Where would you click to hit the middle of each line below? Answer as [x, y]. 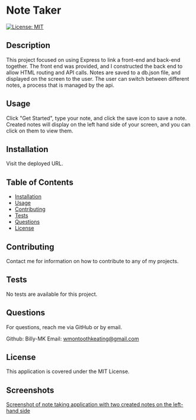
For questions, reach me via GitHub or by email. [64, 327]
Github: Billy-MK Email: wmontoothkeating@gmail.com [73, 339]
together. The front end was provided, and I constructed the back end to [94, 66]
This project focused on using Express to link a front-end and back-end [93, 59]
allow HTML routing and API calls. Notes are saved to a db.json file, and [93, 72]
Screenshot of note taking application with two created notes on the [89, 405]
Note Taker [34, 10]
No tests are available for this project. [52, 294]
